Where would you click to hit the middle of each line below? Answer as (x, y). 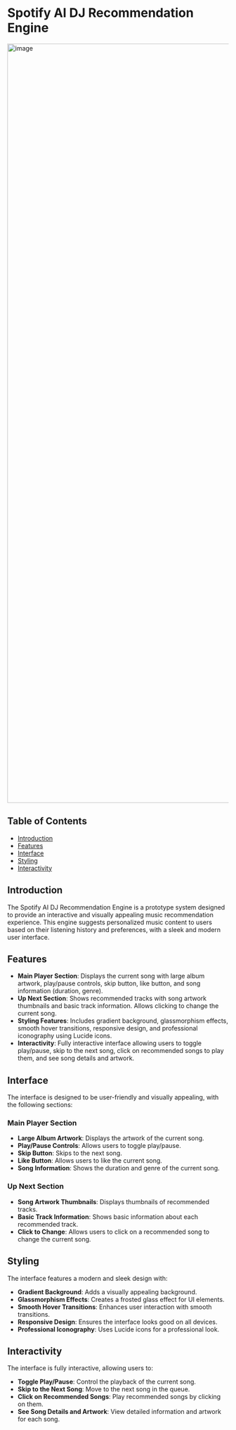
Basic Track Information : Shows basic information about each (108, 1217)
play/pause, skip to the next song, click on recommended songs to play (120, 1051)
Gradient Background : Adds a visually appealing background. (107, 1291)
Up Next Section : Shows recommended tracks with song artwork (112, 998)
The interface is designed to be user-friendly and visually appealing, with (113, 1097)
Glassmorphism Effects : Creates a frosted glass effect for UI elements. (121, 1299)
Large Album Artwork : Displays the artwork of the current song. (111, 1138)
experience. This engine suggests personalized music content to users (110, 922)
